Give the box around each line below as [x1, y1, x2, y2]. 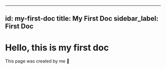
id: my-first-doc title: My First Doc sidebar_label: [5, 14, 159, 23]
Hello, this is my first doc [5, 42, 109, 53]
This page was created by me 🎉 [5, 58, 70, 64]
